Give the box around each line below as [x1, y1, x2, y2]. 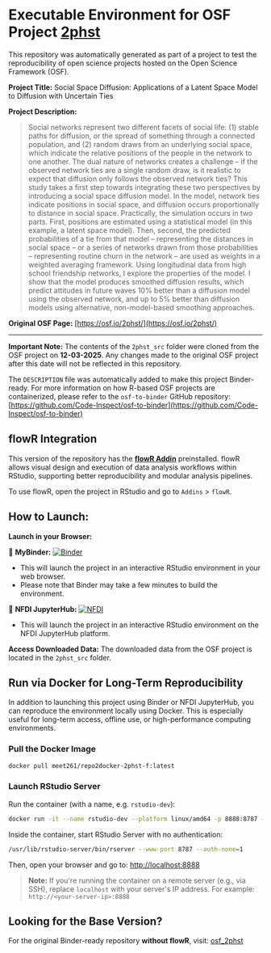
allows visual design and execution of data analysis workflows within [8, 462, 237, 472]
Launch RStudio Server [8, 781, 101, 792]
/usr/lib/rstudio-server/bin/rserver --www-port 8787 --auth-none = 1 [8, 845, 244, 854]
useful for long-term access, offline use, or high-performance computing [8, 715, 252, 724]
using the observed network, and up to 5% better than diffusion [27, 293, 240, 304]
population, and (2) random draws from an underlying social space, [27, 139, 252, 149]
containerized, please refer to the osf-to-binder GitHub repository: [8, 391, 231, 401]
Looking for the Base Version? [8, 914, 163, 928]
